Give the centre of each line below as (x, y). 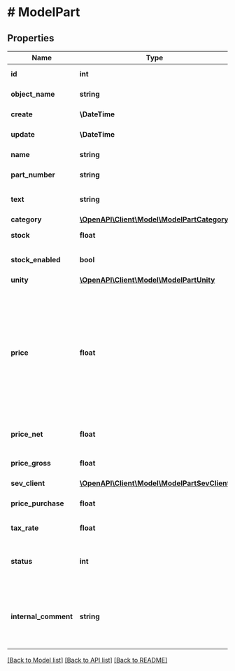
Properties (31, 38)
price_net (27, 434)
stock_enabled (36, 260)
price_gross (31, 463)
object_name (33, 94)
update (23, 134)
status (22, 561)
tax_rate (25, 528)
